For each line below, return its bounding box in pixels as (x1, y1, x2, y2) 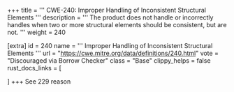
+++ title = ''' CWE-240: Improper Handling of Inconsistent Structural (7, 6, 206, 14)
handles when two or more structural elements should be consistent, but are (7, 21, 227, 29)
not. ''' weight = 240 (7, 28, 66, 36)
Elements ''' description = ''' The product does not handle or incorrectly (7, 13, 214, 22)
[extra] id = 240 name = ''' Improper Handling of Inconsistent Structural (7, 42, 213, 49)
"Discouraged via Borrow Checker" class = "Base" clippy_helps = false (7, 56, 211, 65)
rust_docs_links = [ (7, 64, 61, 72)
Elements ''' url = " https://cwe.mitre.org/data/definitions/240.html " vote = (7, 49, 219, 57)
